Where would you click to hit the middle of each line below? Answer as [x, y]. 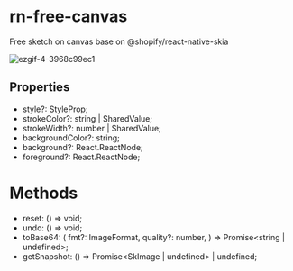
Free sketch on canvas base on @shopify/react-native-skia [119, 41]
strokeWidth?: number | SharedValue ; [92, 128]
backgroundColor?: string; [71, 138]
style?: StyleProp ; [55, 109]
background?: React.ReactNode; [83, 147]
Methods [44, 193]
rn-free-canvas [69, 17]
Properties [40, 87]
